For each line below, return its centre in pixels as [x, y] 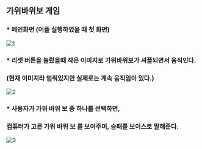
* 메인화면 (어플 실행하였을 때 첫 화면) [58, 30]
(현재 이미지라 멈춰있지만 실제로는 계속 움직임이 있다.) [80, 78]
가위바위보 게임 [33, 11]
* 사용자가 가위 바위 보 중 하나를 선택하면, [63, 108]
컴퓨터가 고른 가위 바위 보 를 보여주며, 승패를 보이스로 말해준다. [92, 126]
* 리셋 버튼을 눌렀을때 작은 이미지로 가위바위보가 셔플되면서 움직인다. [101, 60]
